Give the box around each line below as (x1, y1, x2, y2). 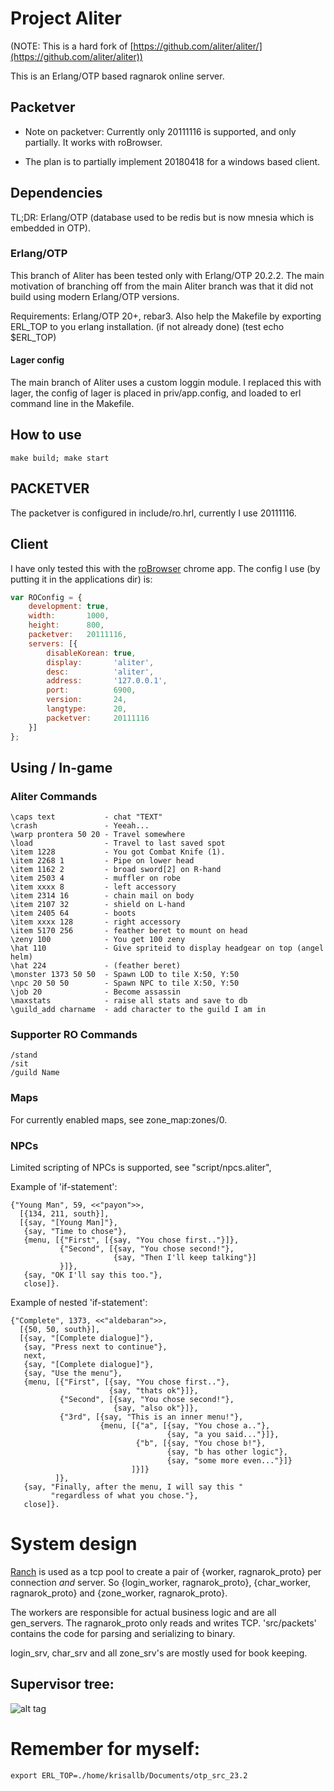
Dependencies (10, 185, 103, 202)
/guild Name (10, 1068, 60, 1078)
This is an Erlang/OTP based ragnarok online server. (10, 70, 225, 82)
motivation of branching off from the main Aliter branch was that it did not (10, 280, 314, 292)
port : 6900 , (46, 685, 137, 696)
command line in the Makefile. (10, 398, 135, 410)
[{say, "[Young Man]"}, (19, 1218, 118, 1228)
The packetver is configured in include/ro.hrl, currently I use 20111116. (10, 507, 297, 519)
